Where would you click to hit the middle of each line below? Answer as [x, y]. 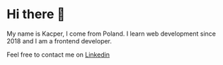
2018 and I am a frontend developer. [59, 41]
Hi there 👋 [36, 14]
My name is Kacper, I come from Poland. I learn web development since [111, 34]
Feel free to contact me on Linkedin [58, 55]
